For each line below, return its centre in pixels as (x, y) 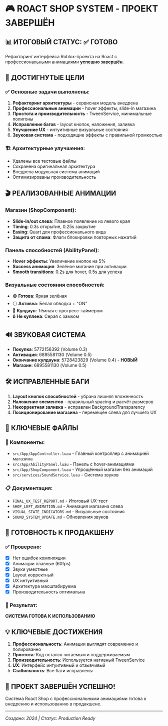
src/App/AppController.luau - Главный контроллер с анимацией (80, 453)
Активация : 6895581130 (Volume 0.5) (52, 355)
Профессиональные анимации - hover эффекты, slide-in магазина (84, 108)
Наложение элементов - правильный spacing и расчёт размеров (83, 402)
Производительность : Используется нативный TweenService (78, 660)
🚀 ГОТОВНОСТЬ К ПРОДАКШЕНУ (59, 532)
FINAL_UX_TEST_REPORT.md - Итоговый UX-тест (60, 501)
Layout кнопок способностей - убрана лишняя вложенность (78, 396)
